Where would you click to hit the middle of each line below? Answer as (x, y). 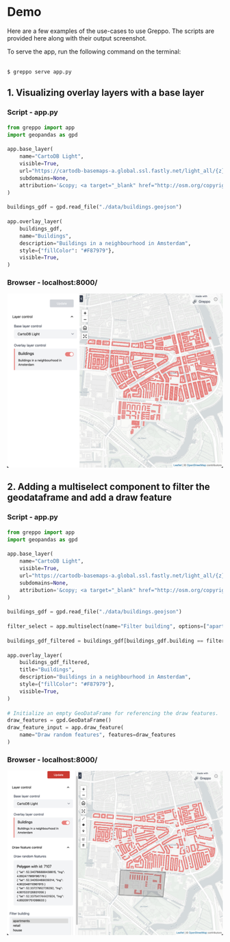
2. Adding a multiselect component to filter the (108, 487)
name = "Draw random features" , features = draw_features (98, 735)
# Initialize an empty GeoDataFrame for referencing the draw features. (113, 713)
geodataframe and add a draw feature (90, 498)
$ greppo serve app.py (39, 72)
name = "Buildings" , (46, 236)
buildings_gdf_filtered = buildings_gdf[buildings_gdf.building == (105, 641)
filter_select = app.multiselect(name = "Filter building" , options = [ (107, 626)
